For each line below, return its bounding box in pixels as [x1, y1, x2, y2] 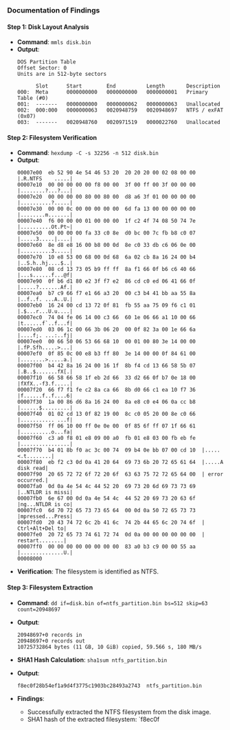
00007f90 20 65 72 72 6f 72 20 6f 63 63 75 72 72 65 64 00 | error [16, 471, 224, 478]
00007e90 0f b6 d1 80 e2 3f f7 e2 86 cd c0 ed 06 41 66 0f [16, 278, 196, 285]
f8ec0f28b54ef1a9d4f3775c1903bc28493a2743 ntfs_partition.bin [16, 682, 203, 689]
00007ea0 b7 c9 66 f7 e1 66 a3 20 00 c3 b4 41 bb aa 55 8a [16, 290, 196, 297]
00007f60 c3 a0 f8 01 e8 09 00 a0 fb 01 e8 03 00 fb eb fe [16, 435, 196, 442]
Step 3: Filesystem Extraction [7, 583, 93, 591]
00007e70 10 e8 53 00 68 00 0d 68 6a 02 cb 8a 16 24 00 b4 [16, 254, 196, 261]
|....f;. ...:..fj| [16, 332, 73, 339]
